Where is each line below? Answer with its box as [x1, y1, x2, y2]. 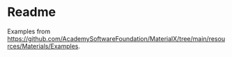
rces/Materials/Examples [7, 42, 79, 50]
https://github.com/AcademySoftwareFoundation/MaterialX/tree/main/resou [7, 34, 225, 42]
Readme [7, 4, 56, 20]
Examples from [7, 27, 51, 35]
